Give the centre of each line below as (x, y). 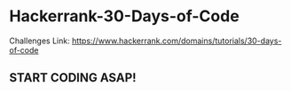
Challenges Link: (39, 41)
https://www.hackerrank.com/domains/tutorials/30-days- (177, 41)
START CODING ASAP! (73, 78)
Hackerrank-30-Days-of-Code (124, 16)
